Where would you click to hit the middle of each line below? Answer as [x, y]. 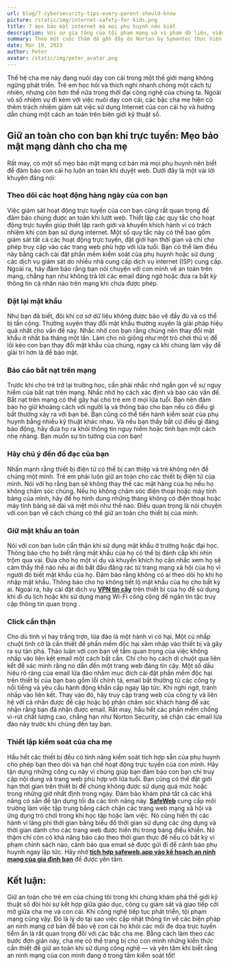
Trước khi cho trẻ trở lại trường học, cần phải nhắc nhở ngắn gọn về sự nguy [114, 385]
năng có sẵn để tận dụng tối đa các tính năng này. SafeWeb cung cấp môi [112, 801]
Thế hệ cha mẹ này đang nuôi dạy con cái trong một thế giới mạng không [111, 78]
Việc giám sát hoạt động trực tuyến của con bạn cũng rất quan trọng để [108, 210]
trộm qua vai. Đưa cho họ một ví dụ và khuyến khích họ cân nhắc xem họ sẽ [114, 560]
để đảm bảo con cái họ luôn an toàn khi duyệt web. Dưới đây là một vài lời [111, 170]
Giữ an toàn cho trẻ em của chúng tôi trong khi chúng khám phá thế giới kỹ [113, 897]
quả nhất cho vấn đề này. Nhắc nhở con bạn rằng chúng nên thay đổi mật [111, 331]
